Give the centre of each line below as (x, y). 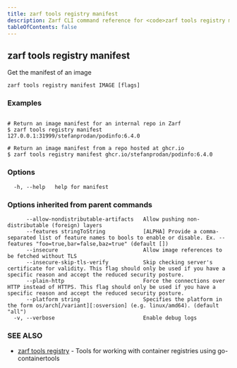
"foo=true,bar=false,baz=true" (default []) (102, 244)
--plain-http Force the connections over (126, 281)
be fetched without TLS (42, 257)
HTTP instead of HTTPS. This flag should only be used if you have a (112, 287)
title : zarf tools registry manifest (63, 14)
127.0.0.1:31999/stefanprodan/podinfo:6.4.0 (74, 136)
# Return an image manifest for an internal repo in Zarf (94, 124)
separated (22, 238)
